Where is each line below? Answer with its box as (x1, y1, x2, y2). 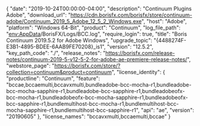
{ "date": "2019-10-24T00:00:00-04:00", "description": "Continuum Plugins (6, 5, 192, 12)
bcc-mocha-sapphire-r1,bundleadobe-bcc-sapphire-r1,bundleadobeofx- (6, 88, 185, 94)
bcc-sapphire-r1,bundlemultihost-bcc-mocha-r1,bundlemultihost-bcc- (6, 100, 179, 107)
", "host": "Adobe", (141, 18, 187, 24)
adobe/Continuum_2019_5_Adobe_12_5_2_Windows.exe (6, 18, 142, 24)
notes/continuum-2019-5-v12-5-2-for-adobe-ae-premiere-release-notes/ (6, 56, 187, 63)
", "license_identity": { (111, 69, 165, 75)
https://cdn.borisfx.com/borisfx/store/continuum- (70, 11, 192, 19)
